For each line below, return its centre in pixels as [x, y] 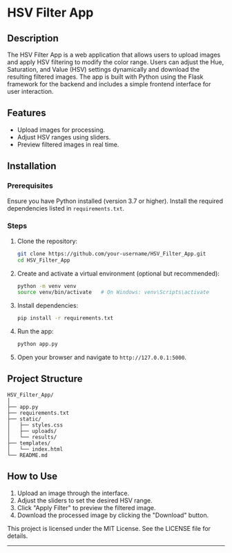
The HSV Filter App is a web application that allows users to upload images [114, 55]
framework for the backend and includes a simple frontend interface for [109, 84]
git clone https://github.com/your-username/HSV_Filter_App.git [112, 253]
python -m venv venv [47, 286]
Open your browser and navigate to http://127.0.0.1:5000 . [101, 358]
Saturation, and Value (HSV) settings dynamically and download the [104, 69]
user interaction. [30, 91]
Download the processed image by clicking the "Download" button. [113, 515]
